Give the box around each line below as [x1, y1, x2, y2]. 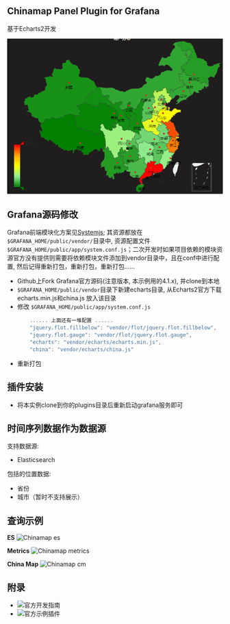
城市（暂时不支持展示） [16, 493, 84, 502]
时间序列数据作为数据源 [7, 422, 106, 434]
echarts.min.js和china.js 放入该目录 [16, 294, 116, 302]
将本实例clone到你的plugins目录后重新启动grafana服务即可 [16, 400, 183, 409]
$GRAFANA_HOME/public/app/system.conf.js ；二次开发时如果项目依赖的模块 [7, 246, 217, 254]
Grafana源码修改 [7, 209, 79, 220]
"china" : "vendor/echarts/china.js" [29, 346, 134, 353]
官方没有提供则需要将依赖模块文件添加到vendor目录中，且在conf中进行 [12, 254, 214, 262]
